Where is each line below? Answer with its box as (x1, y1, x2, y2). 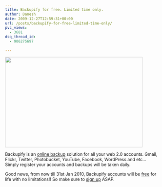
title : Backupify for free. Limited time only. (5, 7, 104, 12)
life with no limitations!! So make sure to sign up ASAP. (5, 176, 115, 182)
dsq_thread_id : (5, 35, 36, 40)
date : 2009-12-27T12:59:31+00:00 (5, 16, 73, 21)
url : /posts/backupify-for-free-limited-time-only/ (5, 21, 112, 26)
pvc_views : (5, 25, 27, 30)
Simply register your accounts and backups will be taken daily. (5, 162, 131, 167)
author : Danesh (5, 12, 36, 17)
